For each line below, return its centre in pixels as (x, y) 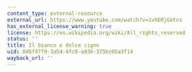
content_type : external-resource (55, 13)
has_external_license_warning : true (59, 26)
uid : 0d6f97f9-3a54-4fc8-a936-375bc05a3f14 (70, 52)
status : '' (23, 39)
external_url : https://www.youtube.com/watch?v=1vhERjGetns (95, 20)
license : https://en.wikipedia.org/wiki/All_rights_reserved (96, 33)
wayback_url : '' (30, 58)
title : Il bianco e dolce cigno (53, 45)
